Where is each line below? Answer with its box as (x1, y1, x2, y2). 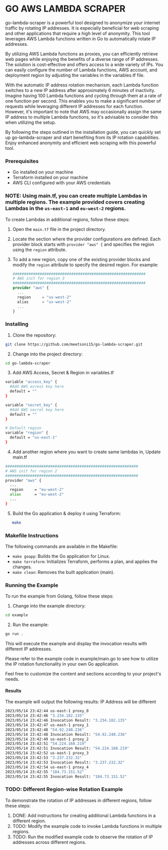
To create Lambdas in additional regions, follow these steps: (5, 216, 130, 222)
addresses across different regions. (12, 839, 87, 845)
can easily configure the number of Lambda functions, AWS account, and (5, 66, 157, 73)
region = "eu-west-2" (10, 487, 64, 492)
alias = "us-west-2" (17, 299, 71, 304)
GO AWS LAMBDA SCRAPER (5, 3, 126, 15)
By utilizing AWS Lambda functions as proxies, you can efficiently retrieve (5, 51, 158, 57)
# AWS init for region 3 (12, 276, 65, 281)
